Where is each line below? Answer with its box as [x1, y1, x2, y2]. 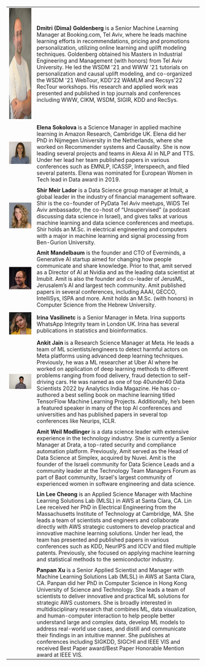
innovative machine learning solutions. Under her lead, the [36, 530, 184, 537]
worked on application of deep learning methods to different [36, 366, 189, 373]
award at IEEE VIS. [36, 651, 83, 658]
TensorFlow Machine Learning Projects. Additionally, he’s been [36, 398, 195, 405]
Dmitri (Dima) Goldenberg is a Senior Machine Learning [36, 25, 179, 32]
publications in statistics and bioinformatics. [36, 326, 148, 334]
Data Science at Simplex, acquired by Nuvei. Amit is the [36, 454, 177, 461]
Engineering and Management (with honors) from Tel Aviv [36, 57, 183, 64]
